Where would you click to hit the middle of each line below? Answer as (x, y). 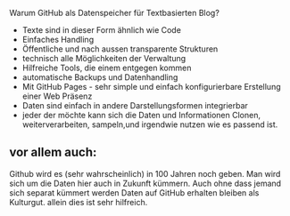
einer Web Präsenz (57, 96)
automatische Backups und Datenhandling (100, 77)
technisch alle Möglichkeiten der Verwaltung (104, 58)
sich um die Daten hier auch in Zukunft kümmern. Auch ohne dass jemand (145, 183)
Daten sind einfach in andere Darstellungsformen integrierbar (135, 105)
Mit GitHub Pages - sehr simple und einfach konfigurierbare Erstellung (151, 87)
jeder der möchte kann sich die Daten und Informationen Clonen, (141, 115)
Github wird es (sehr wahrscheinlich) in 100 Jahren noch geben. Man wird (145, 173)
